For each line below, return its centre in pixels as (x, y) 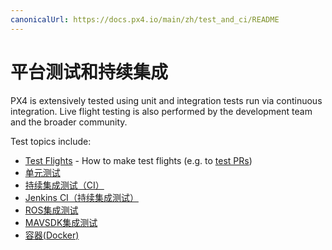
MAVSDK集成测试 (61, 222)
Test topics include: (51, 141)
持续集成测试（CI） (64, 185)
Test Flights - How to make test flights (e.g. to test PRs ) (138, 160)
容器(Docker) (52, 235)
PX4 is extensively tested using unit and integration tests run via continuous (166, 100)
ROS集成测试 (51, 210)
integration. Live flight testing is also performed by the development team (161, 111)
